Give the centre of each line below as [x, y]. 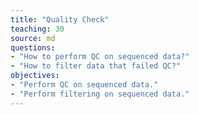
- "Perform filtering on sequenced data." [100, 94]
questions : [33, 47]
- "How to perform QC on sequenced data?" [100, 57]
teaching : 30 [37, 29]
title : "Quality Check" [60, 19]
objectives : [35, 76]
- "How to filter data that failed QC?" [96, 66]
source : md [33, 38]
